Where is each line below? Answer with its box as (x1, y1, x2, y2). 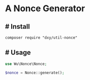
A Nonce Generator (5, 3, 85, 14)
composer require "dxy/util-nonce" (5, 35, 78, 40)
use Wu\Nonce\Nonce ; (5, 61, 47, 66)
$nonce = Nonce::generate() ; (5, 70, 65, 75)
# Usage (5, 48, 31, 57)
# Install (5, 22, 30, 31)
